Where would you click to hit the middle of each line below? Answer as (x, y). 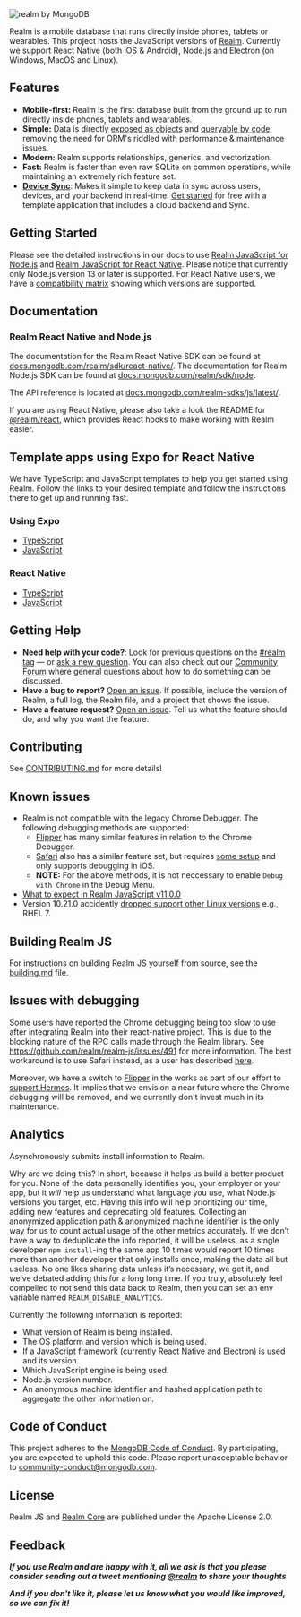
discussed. (42, 681)
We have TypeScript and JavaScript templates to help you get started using (149, 479)
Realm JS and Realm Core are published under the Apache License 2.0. (141, 1517)
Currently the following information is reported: (96, 1314)
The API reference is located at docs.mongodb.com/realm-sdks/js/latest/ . (145, 392)
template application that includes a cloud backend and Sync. (136, 204)
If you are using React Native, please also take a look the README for (138, 410)
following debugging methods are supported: (106, 828)
